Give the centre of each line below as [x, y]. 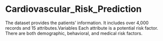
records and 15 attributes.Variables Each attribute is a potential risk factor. [82, 28]
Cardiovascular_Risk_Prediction [73, 9]
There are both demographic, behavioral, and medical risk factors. [74, 33]
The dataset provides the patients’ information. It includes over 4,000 [77, 23]
